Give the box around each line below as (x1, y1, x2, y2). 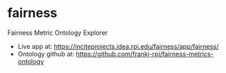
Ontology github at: (17, 50, 75, 58)
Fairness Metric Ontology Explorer (7, 28, 108, 37)
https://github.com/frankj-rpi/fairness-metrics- (76, 50, 214, 58)
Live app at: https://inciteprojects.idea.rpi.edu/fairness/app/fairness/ (17, 42, 219, 50)
